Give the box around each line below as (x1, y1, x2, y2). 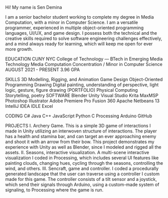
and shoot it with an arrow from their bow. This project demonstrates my (5, 139, 154, 145)
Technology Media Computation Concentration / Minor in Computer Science (5, 61, 163, 67)
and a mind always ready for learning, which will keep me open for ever (5, 41, 153, 47)
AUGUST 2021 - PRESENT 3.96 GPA (5, 67, 80, 73)
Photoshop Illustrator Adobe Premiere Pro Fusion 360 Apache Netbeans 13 (5, 98, 159, 104)
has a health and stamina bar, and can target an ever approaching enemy (5, 134, 156, 139)
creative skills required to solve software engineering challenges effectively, (5, 35, 162, 41)
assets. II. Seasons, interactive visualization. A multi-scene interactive (5, 150, 149, 155)
